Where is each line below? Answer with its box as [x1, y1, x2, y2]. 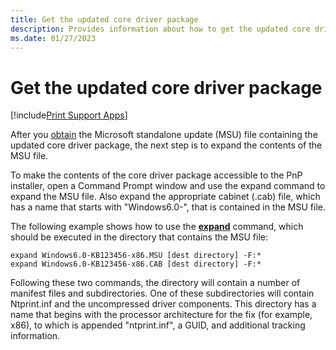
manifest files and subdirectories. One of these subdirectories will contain [10, 287, 315, 300]
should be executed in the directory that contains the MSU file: [10, 231, 268, 243]
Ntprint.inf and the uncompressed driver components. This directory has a [10, 298, 317, 310]
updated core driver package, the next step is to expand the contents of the [10, 139, 323, 151]
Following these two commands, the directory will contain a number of [10, 277, 301, 289]
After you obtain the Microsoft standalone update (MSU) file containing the [10, 129, 318, 141]
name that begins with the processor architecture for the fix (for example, [10, 309, 313, 321]
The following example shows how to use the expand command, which [10, 221, 304, 233]
